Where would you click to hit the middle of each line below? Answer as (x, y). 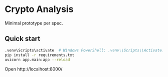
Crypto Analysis (39, 9)
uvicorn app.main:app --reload (37, 59)
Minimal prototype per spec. (34, 23)
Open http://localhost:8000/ (34, 69)
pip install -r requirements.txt (40, 55)
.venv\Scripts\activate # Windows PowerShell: (55, 50)
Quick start (23, 39)
